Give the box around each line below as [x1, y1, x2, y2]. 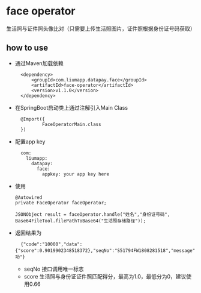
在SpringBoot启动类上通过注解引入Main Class [14, 104, 128, 111]
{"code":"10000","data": [20, 241, 83, 247]
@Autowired [14, 194, 43, 200]
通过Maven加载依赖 [14, 59, 64, 67]
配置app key [14, 137, 46, 145]
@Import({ [20, 116, 45, 122]
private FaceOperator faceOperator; [14, 200, 107, 206]
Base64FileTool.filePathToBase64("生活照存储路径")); [14, 218, 146, 224]
